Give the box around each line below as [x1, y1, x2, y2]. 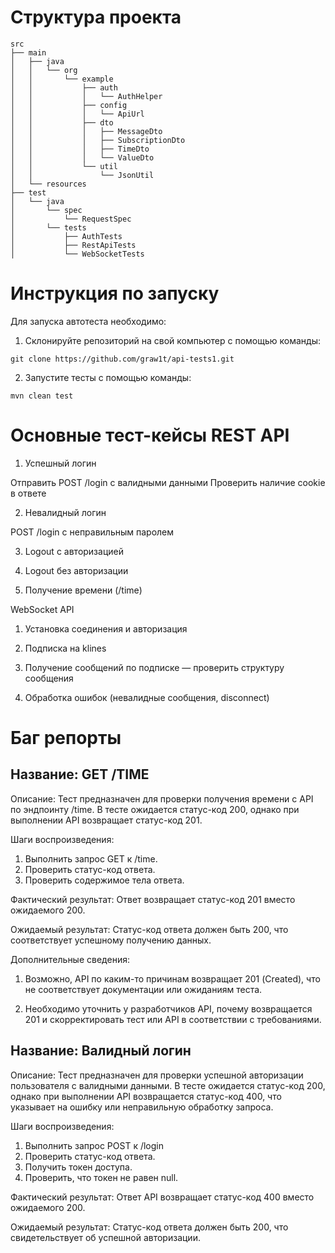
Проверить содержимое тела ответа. [24, 874, 185, 886]
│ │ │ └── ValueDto [10, 152, 155, 163]
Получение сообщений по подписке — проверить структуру [24, 661, 285, 673]
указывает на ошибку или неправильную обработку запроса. [10, 1101, 274, 1113]
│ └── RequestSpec [10, 214, 132, 224]
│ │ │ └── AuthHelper [10, 91, 163, 101]
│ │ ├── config [10, 100, 128, 110]
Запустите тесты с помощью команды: [24, 371, 192, 383]
